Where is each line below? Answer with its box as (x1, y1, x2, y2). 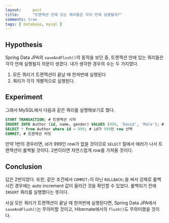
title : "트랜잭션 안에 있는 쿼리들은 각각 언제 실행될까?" (5, 12, 122, 17)
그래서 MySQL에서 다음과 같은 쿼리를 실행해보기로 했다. (5, 107, 115, 113)
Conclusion (5, 162, 43, 171)
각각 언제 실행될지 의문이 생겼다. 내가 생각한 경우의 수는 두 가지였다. (5, 61, 139, 67)
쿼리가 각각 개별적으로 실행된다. (12, 78, 75, 84)
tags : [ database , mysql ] (5, 21, 62, 27)
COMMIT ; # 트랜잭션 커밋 (5, 131, 52, 136)
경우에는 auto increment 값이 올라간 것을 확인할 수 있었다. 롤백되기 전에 (14, 183, 157, 189)
